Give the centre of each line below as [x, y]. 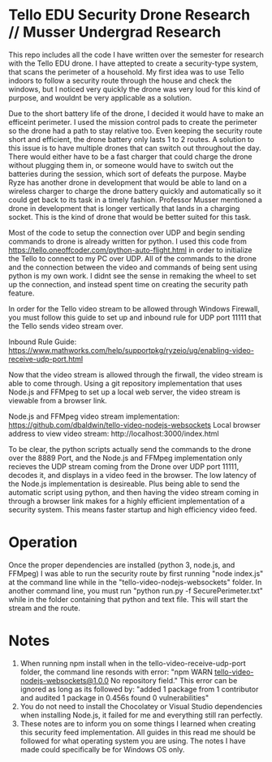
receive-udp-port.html [46, 359]
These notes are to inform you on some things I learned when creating [138, 723]
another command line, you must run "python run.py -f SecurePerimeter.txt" [136, 591]
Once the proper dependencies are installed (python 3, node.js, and [122, 565]
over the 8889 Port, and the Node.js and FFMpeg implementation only [125, 458]
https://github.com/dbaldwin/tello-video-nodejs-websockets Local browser [135, 424]
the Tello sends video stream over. [66, 325]
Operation [43, 542]
